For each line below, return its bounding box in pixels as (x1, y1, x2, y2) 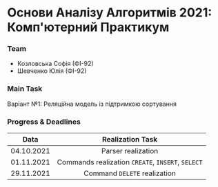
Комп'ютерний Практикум (7, 19, 170, 35)
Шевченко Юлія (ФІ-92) (17, 67, 87, 75)
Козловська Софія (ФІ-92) (17, 60, 95, 68)
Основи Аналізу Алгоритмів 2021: (7, 5, 212, 21)
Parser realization (101, 146, 159, 156)
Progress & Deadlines (7, 117, 81, 126)
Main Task (7, 84, 43, 93)
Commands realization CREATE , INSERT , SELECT (57, 157, 203, 167)
